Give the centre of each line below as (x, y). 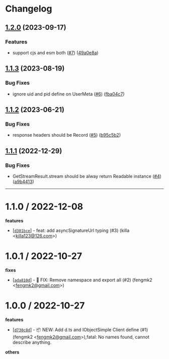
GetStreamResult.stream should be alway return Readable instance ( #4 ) (87, 176)
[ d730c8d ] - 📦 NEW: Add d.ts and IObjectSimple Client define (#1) (80, 330)
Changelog (29, 9)
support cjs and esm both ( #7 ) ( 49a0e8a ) (56, 52)
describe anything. (32, 342)
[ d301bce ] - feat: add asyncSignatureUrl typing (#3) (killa (71, 230)
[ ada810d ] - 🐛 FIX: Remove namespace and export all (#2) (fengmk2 (82, 280)
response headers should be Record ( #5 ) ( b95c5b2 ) (67, 135)
